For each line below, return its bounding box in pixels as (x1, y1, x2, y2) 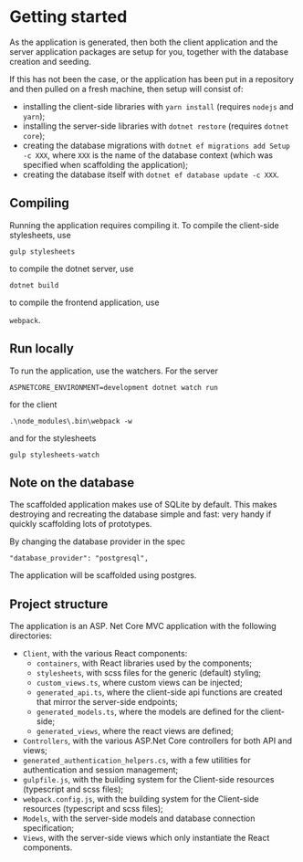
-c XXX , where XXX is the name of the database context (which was (22, 149, 274, 161)
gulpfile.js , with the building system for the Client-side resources (22, 774, 275, 785)
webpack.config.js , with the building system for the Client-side (22, 794, 259, 804)
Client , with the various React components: (22, 648, 188, 659)
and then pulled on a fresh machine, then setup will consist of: (9, 83, 244, 94)
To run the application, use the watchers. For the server (9, 365, 219, 376)
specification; (22, 823, 75, 834)
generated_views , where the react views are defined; (36, 726, 235, 737)
